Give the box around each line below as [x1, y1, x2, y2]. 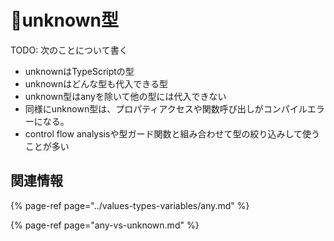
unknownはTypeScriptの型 [24, 65, 135, 77]
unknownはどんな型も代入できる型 [24, 77, 168, 90]
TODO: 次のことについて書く [10, 44, 128, 56]
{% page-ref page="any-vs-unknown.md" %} [10, 219, 200, 231]
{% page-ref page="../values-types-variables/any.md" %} [10, 199, 250, 211]
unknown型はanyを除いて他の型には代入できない [24, 90, 227, 102]
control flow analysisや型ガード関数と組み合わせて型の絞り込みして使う [24, 127, 320, 140]
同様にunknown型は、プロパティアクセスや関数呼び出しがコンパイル [24, 102, 308, 115]
